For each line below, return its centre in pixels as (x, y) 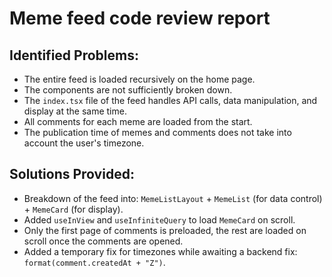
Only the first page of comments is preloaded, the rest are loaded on (165, 230)
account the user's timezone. (84, 143)
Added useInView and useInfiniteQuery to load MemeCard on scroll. (159, 219)
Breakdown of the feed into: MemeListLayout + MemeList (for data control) (173, 198)
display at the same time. (75, 111)
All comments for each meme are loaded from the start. (138, 121)
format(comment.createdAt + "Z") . (94, 262)
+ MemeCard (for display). (73, 209)
